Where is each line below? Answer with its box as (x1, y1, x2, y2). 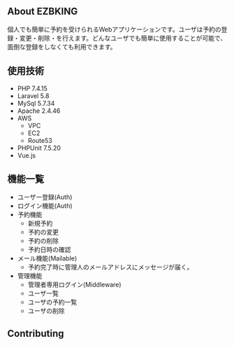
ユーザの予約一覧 (27, 298, 78, 307)
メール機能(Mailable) (17, 254, 78, 263)
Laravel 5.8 (17, 91, 50, 100)
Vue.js (17, 151, 36, 160)
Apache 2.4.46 (17, 106, 61, 115)
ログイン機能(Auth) (17, 202, 73, 210)
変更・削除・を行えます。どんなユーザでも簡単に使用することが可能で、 (19, 34, 227, 42)
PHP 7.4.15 (17, 84, 47, 92)
